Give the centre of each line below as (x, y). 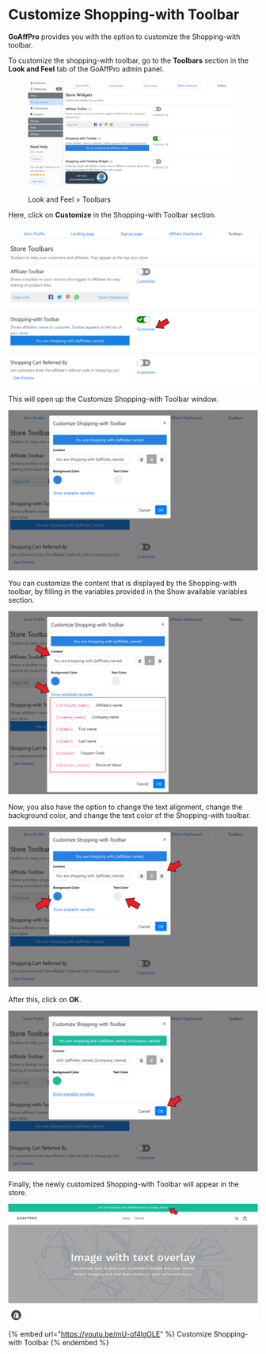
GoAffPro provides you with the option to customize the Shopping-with (124, 37)
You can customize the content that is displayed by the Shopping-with (123, 583)
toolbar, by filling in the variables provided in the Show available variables (128, 591)
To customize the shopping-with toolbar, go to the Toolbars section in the (129, 60)
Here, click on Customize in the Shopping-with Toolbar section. (112, 215)
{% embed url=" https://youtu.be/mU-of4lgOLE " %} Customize (110, 1334)
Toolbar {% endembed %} (66, 1343)
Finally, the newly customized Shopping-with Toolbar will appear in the (123, 1184)
